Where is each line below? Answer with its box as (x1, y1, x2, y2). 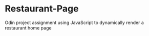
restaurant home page (5, 24, 52, 30)
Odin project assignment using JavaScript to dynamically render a (5, 19, 144, 25)
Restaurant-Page (5, 3, 79, 14)
